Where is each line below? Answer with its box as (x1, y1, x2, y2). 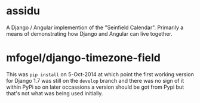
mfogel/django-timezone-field (6, 51, 161, 65)
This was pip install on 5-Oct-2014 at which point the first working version (6, 70, 194, 78)
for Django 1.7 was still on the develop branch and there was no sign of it (6, 77, 184, 84)
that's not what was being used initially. (6, 89, 103, 96)
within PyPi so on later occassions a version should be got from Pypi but (6, 83, 184, 90)
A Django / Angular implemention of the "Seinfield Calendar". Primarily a (6, 24, 184, 31)
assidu (6, 4, 41, 18)
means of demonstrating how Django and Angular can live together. (6, 30, 173, 37)
